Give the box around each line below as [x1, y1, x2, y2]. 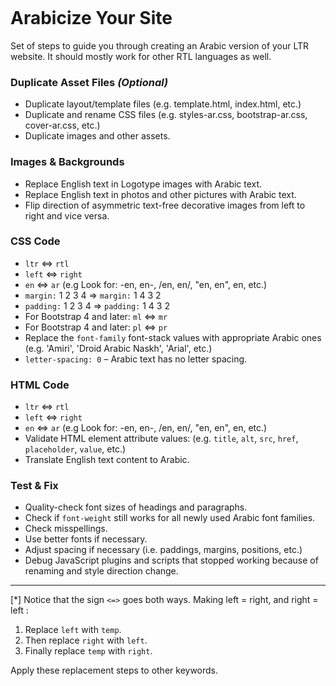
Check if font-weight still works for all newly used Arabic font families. [24, 512, 316, 524]
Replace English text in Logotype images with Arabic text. [24, 178, 263, 190]
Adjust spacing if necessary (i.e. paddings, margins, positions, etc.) [24, 544, 303, 556]
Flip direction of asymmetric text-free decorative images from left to [24, 199, 306, 211]
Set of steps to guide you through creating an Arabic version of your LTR [10, 39, 310, 52]
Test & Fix [10, 479, 59, 493]
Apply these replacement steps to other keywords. [10, 664, 219, 677]
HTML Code [10, 378, 70, 392]
